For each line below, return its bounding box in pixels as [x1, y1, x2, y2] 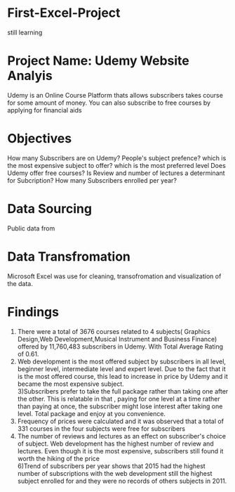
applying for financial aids [7, 105, 82, 114]
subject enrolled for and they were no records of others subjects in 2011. [17, 477, 227, 485]
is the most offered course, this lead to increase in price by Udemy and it [17, 372, 228, 380]
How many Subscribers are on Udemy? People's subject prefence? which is [7, 153, 227, 162]
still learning [7, 28, 43, 37]
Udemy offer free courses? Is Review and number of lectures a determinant [7, 169, 226, 177]
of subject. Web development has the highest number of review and [17, 439, 214, 448]
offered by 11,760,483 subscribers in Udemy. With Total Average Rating [17, 342, 223, 351]
